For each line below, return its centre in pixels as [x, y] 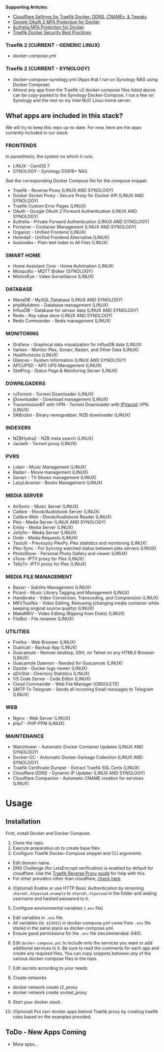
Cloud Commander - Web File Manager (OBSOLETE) [66, 684]
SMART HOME [23, 255]
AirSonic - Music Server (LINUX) [46, 506]
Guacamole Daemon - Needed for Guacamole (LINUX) [68, 663]
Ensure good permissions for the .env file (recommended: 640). [77, 933]
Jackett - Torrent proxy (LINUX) [45, 444]
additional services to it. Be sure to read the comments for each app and [86, 948]
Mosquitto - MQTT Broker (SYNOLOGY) [53, 271]
